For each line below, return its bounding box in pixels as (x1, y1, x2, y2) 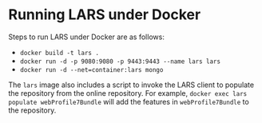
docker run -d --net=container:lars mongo (19, 65, 164, 73)
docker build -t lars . (19, 49, 100, 57)
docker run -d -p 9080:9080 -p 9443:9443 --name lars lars (19, 58, 221, 65)
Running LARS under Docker (8, 6, 201, 24)
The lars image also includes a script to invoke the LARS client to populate (8, 80, 254, 89)
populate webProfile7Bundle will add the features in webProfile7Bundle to (8, 97, 249, 106)
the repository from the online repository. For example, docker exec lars (8, 88, 248, 97)
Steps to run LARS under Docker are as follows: (8, 32, 165, 42)
